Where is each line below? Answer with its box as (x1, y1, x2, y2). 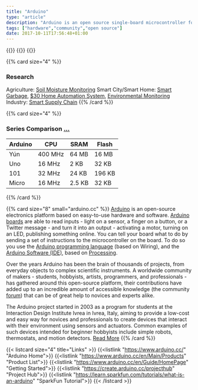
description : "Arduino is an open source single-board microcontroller (6, 19, 186, 25)
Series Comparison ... (6, 125, 70, 133)
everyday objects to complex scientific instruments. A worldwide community (6, 266, 192, 274)
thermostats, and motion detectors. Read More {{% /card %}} (6, 334, 156, 342)
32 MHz (38, 169, 61, 177)
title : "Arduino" (6, 8, 49, 15)
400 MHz (38, 150, 64, 158)
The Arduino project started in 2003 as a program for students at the (6, 303, 173, 310)
